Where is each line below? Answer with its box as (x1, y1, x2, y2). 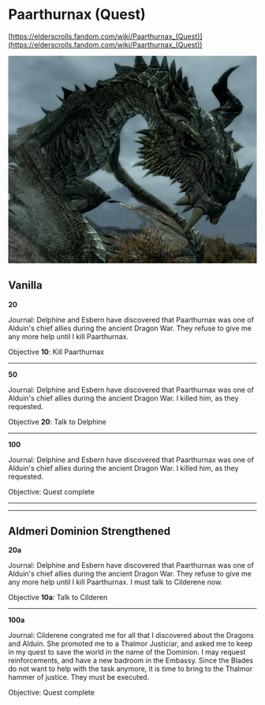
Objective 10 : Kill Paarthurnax (8, 347, 105, 356)
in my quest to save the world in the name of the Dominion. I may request (8, 647, 246, 657)
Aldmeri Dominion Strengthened (8, 524, 171, 538)
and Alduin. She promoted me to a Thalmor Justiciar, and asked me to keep (8, 639, 253, 648)
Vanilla (8, 278, 43, 293)
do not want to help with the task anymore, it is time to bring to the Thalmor (8, 664, 253, 673)
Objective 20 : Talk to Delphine (8, 416, 106, 427)
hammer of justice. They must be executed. (8, 673, 150, 682)
